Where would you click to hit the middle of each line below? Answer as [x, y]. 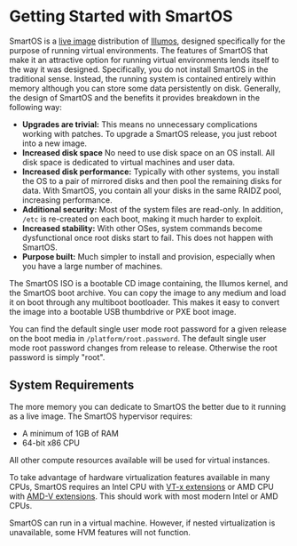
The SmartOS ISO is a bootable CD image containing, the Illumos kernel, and [148, 283]
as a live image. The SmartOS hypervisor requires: [101, 416]
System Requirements [72, 385]
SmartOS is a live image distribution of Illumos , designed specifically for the [147, 41]
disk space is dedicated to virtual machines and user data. [129, 162]
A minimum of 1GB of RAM [70, 433]
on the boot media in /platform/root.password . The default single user [138, 338]
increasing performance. [67, 200]
